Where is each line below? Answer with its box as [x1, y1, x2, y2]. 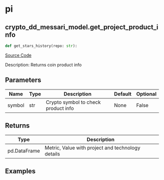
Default [114, 90, 132, 97]
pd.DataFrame [7, 147, 41, 154]
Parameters [5, 76, 41, 84]
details [44, 150, 60, 157]
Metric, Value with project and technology [44, 144, 141, 151]
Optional [136, 90, 157, 97]
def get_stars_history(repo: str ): [5, 44, 78, 48]
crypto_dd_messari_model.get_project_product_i [5, 23, 159, 31]
